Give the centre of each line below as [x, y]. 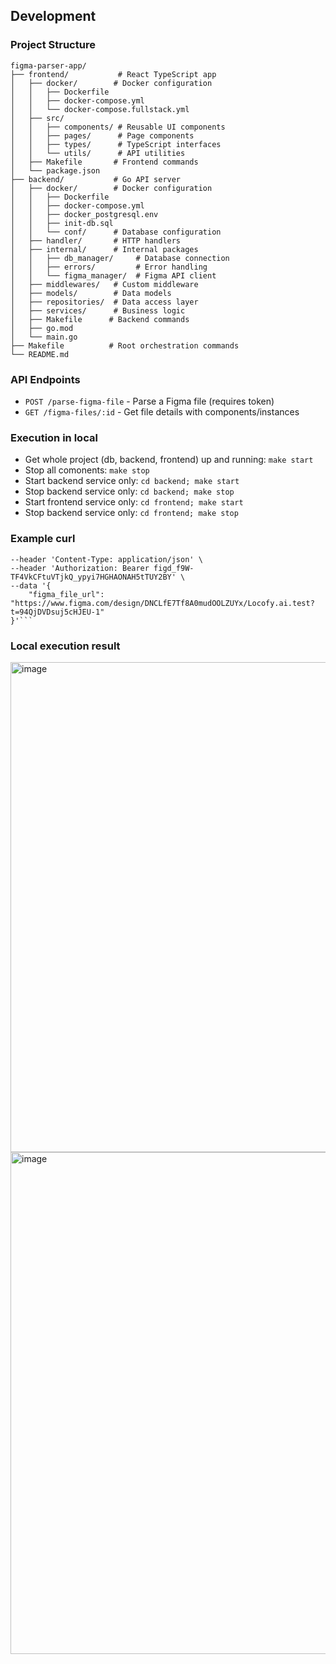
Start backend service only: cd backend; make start [132, 481]
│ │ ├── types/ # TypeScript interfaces [116, 144]
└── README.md [40, 354]
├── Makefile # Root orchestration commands [125, 345]
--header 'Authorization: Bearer [80, 568]
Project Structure [53, 45]
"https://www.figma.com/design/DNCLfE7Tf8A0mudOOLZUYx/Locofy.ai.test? [162, 603]
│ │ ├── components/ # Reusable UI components [118, 127]
